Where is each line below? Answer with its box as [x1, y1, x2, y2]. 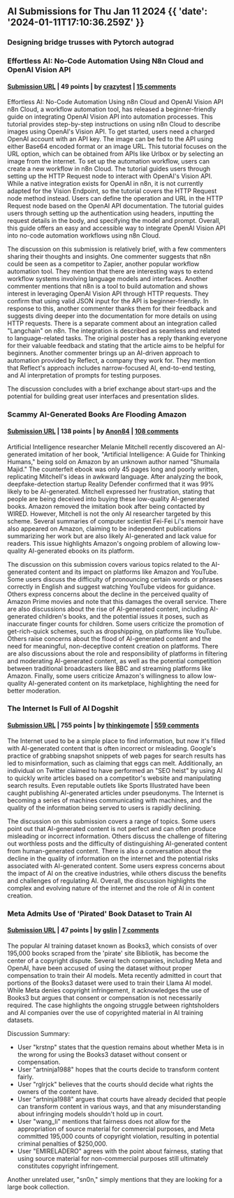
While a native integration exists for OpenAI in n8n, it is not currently [7, 180, 204, 188]
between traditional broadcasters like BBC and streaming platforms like [7, 664, 212, 672]
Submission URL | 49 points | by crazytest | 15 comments [7, 82, 177, 90]
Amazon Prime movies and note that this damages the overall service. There [7, 597, 227, 605]
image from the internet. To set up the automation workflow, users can [7, 157, 210, 166]
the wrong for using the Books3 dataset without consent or [17, 1050, 187, 1058]
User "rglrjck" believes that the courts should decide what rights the [17, 1080, 214, 1088]
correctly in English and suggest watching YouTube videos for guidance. [7, 582, 216, 591]
